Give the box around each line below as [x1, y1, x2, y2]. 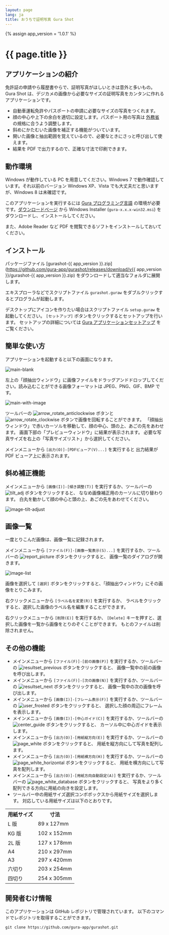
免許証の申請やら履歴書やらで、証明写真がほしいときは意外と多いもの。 [5, 84, 155, 90]
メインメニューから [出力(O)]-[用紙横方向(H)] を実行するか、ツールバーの [12, 753, 163, 759]
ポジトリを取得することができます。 [18, 915, 93, 921]
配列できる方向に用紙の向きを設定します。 [12, 785, 101, 791]
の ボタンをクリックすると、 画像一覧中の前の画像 [12, 665, 161, 671]
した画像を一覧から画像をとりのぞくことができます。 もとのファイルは [9, 621, 156, 627]
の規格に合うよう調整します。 [12, 120, 75, 127]
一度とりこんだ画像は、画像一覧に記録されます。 [5, 536, 107, 543]
